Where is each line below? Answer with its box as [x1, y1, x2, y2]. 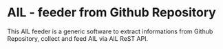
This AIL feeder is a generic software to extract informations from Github [7, 27, 213, 35]
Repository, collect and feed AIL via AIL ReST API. [7, 34, 149, 42]
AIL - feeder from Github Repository [7, 5, 217, 20]
